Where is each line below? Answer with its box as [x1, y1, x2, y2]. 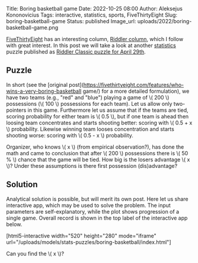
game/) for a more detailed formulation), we [82, 87, 190, 95]
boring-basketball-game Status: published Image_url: [6, 18, 136, 24]
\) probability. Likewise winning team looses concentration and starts [6, 125, 175, 133]
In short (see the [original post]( [6, 81, 84, 88]
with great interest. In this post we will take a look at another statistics [6, 42, 176, 49]
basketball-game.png [6, 24, 59, 31]
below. [6, 220, 23, 228]
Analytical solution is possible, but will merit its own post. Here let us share [6, 195, 189, 202]
